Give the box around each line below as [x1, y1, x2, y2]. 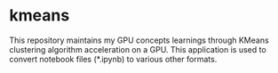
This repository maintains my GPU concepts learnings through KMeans [9, 35, 269, 45]
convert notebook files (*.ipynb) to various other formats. [9, 53, 218, 64]
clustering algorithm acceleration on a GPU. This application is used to [9, 44, 266, 54]
